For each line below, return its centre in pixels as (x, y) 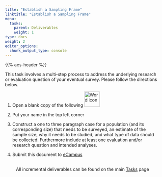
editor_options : (22, 46)
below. (12, 84)
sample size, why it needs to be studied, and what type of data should (83, 134)
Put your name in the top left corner (48, 114)
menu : (11, 19)
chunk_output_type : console (38, 51)
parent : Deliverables (36, 28)
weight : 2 (15, 42)
